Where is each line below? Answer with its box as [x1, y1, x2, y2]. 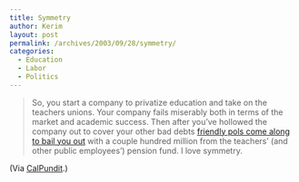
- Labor [17, 64, 47, 73]
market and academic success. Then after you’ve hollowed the [31, 116, 268, 127]
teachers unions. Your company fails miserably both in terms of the [31, 106, 284, 118]
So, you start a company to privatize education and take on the [31, 97, 268, 108]
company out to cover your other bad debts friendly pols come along [31, 126, 291, 137]
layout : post [9, 30, 59, 39]
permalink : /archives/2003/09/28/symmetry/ [9, 38, 177, 48]
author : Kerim [9, 22, 64, 31]
